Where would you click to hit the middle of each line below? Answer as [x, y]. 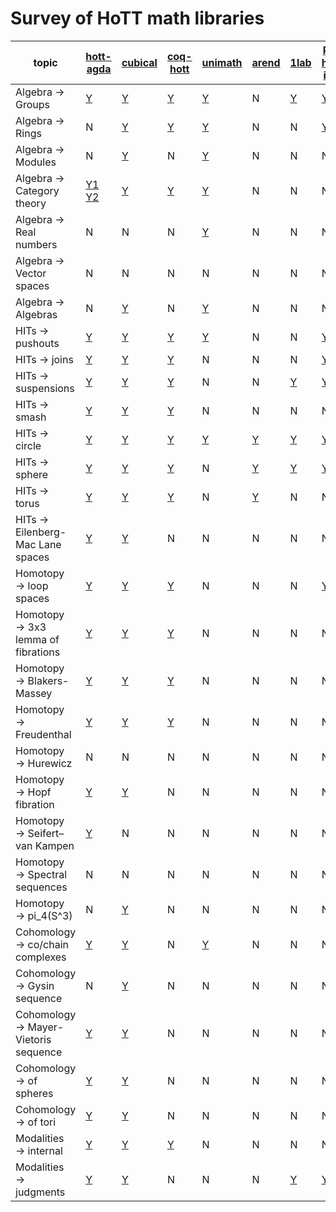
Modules [36, 162]
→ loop [32, 585]
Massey [34, 693]
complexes [41, 957]
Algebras [36, 314]
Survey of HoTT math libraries [137, 18]
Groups [32, 104]
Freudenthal [43, 734]
